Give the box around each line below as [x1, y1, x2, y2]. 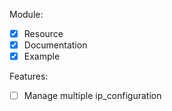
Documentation [23, 39, 88, 51]
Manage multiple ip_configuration [23, 90, 162, 102]
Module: [9, 9, 44, 20]
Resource [23, 28, 64, 39]
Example [23, 50, 61, 63]
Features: [9, 70, 49, 83]
